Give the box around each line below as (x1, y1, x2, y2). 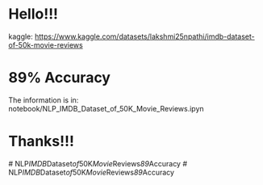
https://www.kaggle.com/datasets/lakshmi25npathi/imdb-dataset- (35, 32, 256, 41)
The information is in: (8, 95, 79, 105)
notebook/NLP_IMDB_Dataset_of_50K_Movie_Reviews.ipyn (8, 103, 204, 113)
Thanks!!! (8, 132, 75, 150)
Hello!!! (8, 5, 59, 23)
